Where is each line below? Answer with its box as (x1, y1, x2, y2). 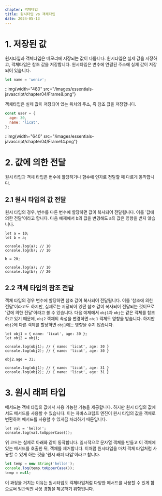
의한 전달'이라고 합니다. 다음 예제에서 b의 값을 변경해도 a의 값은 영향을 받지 (5, 215, 147, 221)
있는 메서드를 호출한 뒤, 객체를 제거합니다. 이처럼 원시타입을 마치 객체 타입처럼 (5, 446, 152, 451)
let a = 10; (5, 231, 29, 236)
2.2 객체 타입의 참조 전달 (5, 283, 74, 292)
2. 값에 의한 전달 (5, 157, 66, 168)
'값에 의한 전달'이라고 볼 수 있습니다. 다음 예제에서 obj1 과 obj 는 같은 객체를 (5, 310, 147, 315)
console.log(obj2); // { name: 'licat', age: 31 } (5, 370, 109, 375)
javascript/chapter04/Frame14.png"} (5, 138, 78, 144)
